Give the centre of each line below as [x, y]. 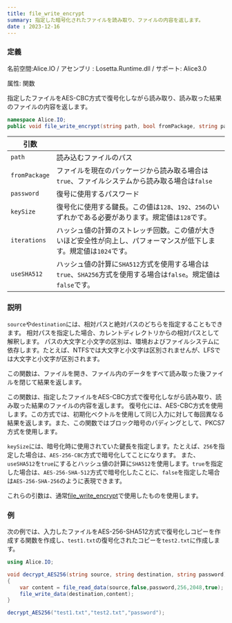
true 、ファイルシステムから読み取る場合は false [134, 181]
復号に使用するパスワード [98, 194]
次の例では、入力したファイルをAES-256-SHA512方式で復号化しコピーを [111, 532]
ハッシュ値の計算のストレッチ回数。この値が [129, 231]
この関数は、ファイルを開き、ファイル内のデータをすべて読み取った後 [106, 373]
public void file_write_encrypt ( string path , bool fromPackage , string [112, 126]
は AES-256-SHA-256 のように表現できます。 [66, 481]
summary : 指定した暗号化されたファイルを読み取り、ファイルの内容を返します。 [106, 20]
